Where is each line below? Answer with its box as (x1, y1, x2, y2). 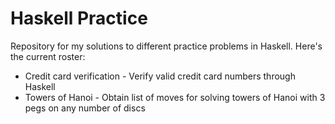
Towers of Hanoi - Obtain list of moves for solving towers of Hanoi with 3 (24, 91, 326, 103)
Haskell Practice (10, 7, 148, 30)
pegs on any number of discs (24, 102, 146, 114)
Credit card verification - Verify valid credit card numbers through (24, 70, 296, 82)
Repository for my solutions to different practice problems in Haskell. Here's (10, 40, 323, 52)
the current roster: (10, 50, 86, 62)
